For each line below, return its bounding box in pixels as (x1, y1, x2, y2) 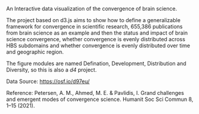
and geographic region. (6, 48, 64, 56)
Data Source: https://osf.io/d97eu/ (6, 78, 90, 85)
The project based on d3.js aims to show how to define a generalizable (6, 17, 181, 23)
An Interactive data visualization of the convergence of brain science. (6, 5, 177, 12)
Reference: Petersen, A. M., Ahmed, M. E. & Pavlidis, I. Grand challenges (6, 90, 184, 96)
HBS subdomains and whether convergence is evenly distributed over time (6, 42, 191, 49)
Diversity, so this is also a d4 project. (6, 66, 97, 73)
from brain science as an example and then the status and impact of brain (6, 29, 188, 36)
